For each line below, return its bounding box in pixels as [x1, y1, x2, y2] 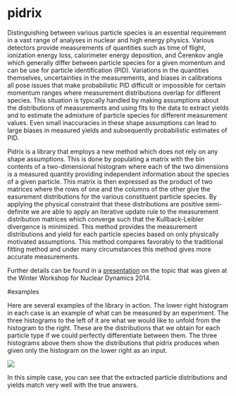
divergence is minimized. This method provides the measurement [7, 222, 197, 231]
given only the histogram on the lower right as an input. [7, 346, 168, 354]
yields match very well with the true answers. [7, 380, 139, 389]
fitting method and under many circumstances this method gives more [7, 245, 211, 253]
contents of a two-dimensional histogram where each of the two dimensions [7, 162, 229, 170]
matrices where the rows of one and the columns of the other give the [7, 185, 211, 193]
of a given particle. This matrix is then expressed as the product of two [7, 177, 213, 185]
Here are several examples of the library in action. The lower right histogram [7, 301, 229, 309]
